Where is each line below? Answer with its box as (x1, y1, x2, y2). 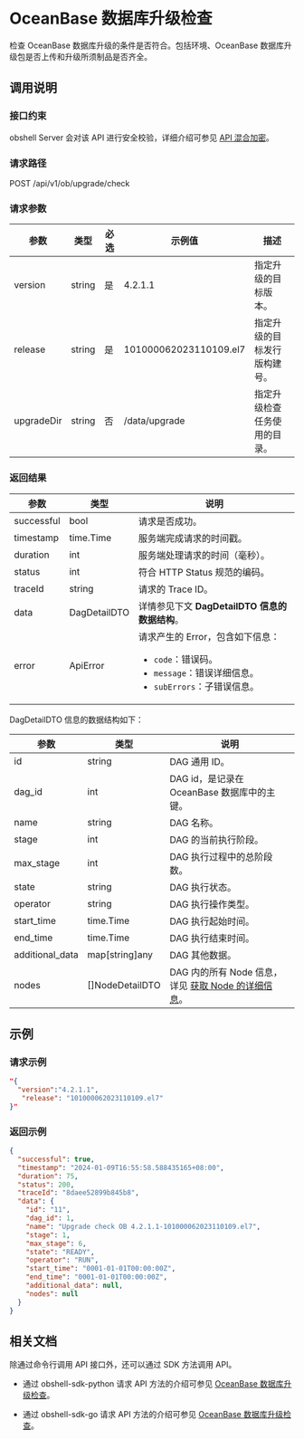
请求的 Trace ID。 (138, 583, 214, 596)
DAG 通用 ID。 (169, 755, 231, 767)
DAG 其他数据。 (169, 948, 237, 961)
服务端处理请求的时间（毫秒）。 (138, 548, 271, 561)
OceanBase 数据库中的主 (169, 786, 276, 798)
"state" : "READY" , (25, 1247, 95, 1256)
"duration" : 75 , (17, 1171, 79, 1181)
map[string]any (87, 948, 154, 960)
